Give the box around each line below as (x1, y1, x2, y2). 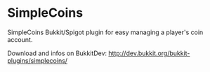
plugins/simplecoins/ (7, 56, 68, 64)
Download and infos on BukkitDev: (7, 49, 107, 57)
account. (7, 35, 33, 43)
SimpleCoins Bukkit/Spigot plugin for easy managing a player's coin (7, 28, 204, 36)
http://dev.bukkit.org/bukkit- (108, 49, 190, 57)
